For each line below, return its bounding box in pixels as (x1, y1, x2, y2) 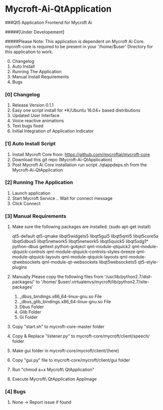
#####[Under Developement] (5, 29, 65, 35)
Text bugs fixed (12, 123, 44, 129)
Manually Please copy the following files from (12, 274, 104, 280)
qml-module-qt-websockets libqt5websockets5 (41, 259, 137, 265)
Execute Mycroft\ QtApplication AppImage (12, 376, 97, 382)
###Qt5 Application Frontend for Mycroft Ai (5, 20, 92, 25)
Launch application (12, 190, 51, 196)
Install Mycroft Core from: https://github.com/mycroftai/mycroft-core (12, 151, 150, 157)
